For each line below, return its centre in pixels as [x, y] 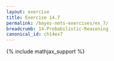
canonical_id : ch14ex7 [34, 34]
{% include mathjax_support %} [46, 51]
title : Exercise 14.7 [33, 18]
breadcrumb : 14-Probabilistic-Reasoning [58, 29]
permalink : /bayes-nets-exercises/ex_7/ [58, 23]
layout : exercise [28, 12]
